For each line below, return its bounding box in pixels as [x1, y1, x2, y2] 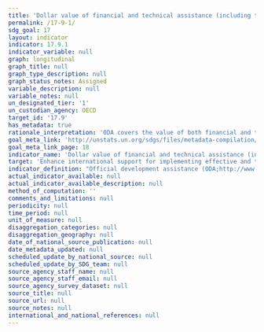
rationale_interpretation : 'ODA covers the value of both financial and [8, 128, 251, 136]
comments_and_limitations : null [8, 194, 114, 202]
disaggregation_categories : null [8, 223, 118, 232]
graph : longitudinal [8, 56, 76, 64]
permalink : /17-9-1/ [8, 19, 76, 27]
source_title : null [8, 290, 72, 297]
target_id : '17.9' [8, 114, 68, 122]
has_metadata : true [8, 121, 72, 129]
